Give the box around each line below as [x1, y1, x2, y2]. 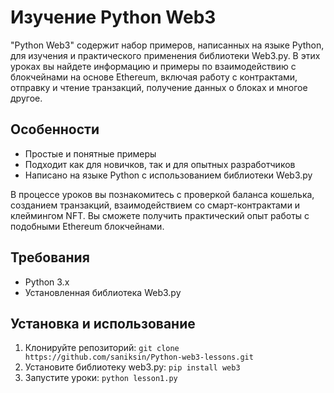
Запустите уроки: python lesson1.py [24, 372, 178, 384]
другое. [10, 92, 43, 104]
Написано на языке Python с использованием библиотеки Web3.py [24, 169, 313, 181]
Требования [10, 249, 90, 266]
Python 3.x [24, 276, 70, 288]
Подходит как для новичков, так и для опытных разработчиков [24, 158, 296, 170]
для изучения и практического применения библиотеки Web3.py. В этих [10, 49, 321, 61]
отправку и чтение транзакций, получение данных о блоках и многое [10, 81, 308, 93]
